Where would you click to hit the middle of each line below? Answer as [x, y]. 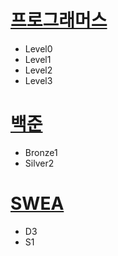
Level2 [38, 70]
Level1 [38, 59]
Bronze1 [41, 152]
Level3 [38, 80]
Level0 [38, 48]
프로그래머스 [59, 20]
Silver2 [39, 163]
